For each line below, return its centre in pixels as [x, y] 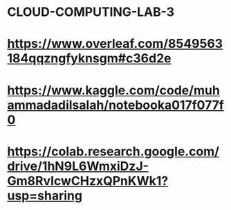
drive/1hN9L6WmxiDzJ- [78, 166]
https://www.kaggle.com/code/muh [113, 90]
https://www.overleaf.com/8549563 [115, 44]
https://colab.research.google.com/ [113, 151]
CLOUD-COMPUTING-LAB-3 [91, 12]
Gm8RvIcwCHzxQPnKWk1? [88, 181]
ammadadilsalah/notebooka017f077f [116, 105]
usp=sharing [45, 195]
